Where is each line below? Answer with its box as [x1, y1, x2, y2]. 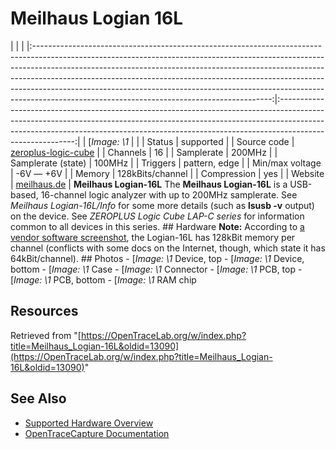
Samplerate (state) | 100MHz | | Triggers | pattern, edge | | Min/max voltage [10, 157, 322, 169]
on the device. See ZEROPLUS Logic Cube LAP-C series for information [10, 210, 305, 222]
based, [10, 188, 39, 201]
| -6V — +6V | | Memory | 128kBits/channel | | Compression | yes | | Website [10, 167, 325, 179]
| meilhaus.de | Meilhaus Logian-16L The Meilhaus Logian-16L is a [10, 178, 288, 190]
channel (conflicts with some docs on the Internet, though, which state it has [10, 242, 326, 254]
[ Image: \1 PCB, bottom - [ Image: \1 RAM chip [10, 273, 197, 286]
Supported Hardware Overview [24, 417, 154, 429]
